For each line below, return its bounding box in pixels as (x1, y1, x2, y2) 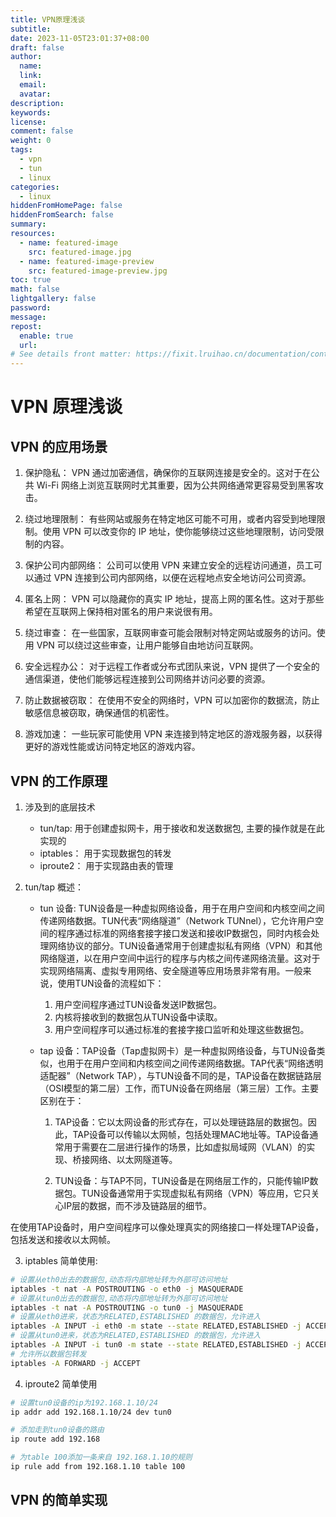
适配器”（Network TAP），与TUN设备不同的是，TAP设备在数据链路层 (39, 1069, 322, 1081)
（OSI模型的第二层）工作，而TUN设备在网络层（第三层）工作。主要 (39, 1082, 320, 1094)
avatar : (19, 89, 52, 99)
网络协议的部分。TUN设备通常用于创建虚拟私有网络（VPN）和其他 (48, 939, 323, 951)
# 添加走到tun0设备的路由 (10, 1425, 105, 1435)
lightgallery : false (10, 294, 97, 304)
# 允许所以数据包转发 (10, 1349, 87, 1359)
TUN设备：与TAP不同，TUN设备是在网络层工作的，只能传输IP (54, 1174, 310, 1186)
